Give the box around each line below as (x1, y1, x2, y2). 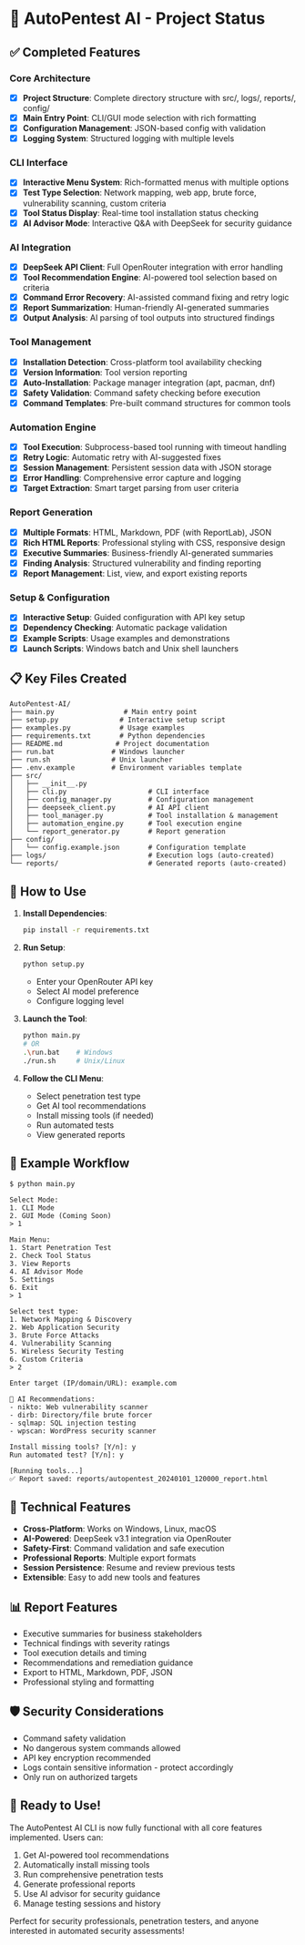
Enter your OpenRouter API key (36, 977, 153, 988)
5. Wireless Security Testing (9, 1347, 125, 1356)
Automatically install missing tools (22, 1858, 150, 1870)
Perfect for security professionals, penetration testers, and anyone (9, 1915, 259, 1926)
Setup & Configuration (9, 591, 111, 604)
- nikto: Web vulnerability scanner (9, 1403, 148, 1412)
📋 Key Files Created (9, 671, 127, 687)
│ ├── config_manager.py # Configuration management (9, 795, 255, 804)
